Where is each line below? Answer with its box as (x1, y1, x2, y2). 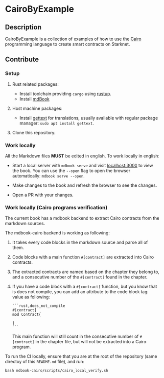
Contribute (5, 55, 39, 64)
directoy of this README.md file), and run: (5, 359, 85, 365)
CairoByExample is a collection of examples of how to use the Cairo (5, 36, 142, 42)
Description (5, 23, 42, 31)
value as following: (12, 294, 50, 300)
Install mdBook (19, 96, 50, 101)
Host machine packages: (12, 105, 63, 111)
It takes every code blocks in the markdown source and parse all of (12, 239, 148, 246)
